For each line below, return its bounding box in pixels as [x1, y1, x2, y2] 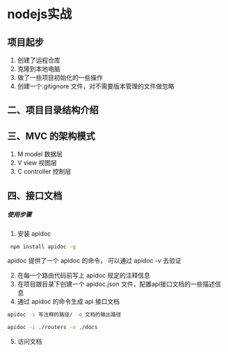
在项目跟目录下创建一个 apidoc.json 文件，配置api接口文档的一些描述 [17, 280, 215, 289]
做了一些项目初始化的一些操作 [17, 74, 103, 81]
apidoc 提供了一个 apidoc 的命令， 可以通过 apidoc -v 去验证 [7, 257, 182, 265]
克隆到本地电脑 [17, 65, 60, 73]
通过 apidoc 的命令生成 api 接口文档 [17, 297, 120, 306]
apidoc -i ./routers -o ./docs [7, 324, 98, 331]
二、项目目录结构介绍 [7, 104, 99, 116]
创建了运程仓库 [17, 56, 60, 64]
